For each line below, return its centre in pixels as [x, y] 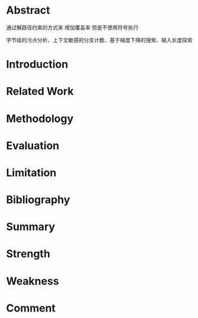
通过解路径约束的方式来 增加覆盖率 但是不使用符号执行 [72, 27]
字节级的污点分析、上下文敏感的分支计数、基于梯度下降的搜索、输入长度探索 [99, 40]
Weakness [33, 281]
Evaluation [33, 145]
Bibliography [38, 200]
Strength [28, 254]
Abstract [28, 10]
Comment [31, 308]
